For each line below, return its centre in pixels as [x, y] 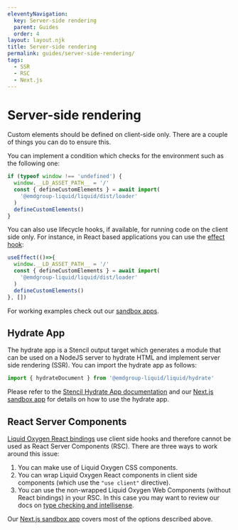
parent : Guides [36, 27]
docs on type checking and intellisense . [76, 505]
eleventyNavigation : [38, 14]
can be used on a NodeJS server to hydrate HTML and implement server [114, 358]
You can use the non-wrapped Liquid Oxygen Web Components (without [124, 490]
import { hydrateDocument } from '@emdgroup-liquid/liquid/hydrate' [111, 378]
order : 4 [27, 34]
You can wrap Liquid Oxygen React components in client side [107, 475]
